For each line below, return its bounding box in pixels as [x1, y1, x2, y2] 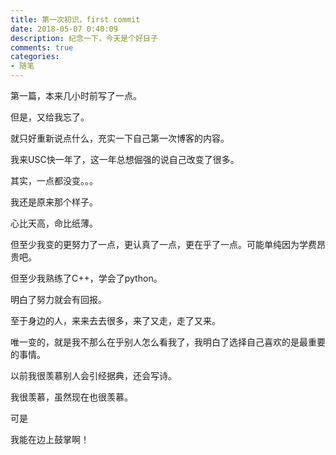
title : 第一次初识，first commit [10, 14, 141, 25]
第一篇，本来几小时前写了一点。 [10, 90, 142, 101]
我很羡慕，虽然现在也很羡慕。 [10, 391, 133, 403]
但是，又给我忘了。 [10, 111, 90, 123]
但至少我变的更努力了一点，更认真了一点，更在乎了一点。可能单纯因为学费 [10, 239, 317, 250]
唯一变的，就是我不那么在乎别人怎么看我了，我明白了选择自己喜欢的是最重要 [10, 336, 326, 348]
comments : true [10, 42, 74, 53]
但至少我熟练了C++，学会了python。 [10, 272, 163, 284]
